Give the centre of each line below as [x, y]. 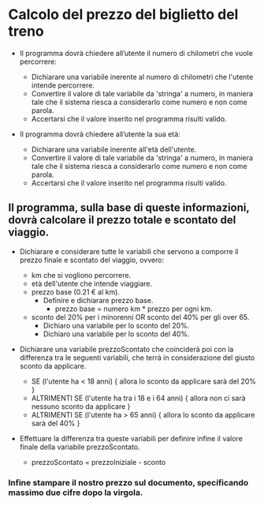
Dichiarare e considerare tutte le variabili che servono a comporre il [129, 251]
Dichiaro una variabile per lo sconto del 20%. [116, 325]
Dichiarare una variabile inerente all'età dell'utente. [114, 149]
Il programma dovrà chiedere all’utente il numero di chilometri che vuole [136, 53]
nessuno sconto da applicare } [81, 406]
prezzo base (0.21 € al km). [76, 292]
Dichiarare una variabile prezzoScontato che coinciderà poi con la [126, 349]
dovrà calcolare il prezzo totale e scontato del [122, 220]
